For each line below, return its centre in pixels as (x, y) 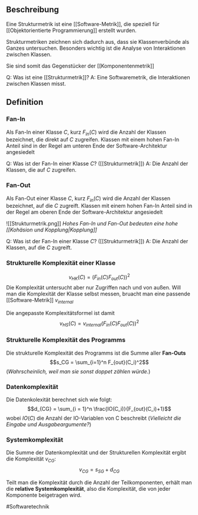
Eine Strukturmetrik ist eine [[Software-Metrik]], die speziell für (83, 24)
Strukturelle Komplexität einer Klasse (61, 263)
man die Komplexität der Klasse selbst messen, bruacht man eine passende (98, 294)
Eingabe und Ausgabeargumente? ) (49, 424)
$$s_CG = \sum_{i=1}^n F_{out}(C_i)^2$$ (99, 362)
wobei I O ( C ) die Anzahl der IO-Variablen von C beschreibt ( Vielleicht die (94, 418)
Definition (25, 102)
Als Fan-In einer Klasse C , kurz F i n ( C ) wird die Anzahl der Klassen (86, 133)
